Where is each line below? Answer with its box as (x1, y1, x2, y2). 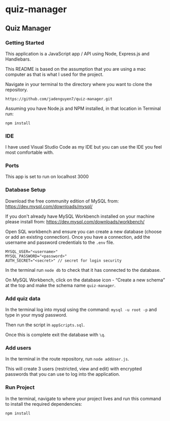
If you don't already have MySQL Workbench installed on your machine (5, 213, 155, 219)
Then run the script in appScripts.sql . (5, 322, 85, 328)
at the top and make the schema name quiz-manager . (5, 282, 116, 288)
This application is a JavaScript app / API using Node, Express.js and (5, 50, 150, 57)
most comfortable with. (5, 149, 54, 156)
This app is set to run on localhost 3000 (5, 174, 89, 180)
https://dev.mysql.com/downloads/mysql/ (5, 203, 93, 209)
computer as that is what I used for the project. (5, 71, 104, 77)
